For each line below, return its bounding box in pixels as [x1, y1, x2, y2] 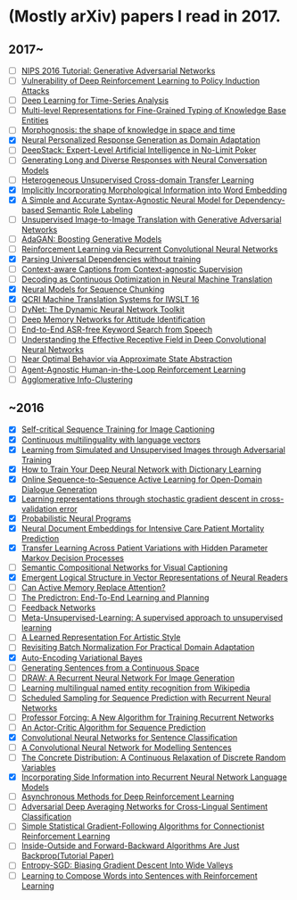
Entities [21, 115, 49, 126]
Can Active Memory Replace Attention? [21, 582, 166, 593]
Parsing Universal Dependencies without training [21, 253, 202, 264]
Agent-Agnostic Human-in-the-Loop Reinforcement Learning [21, 364, 246, 375]
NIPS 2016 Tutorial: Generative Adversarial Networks [21, 65, 216, 76]
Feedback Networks [21, 602, 96, 613]
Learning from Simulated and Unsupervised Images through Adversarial [21, 444, 286, 455]
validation [21, 503, 58, 514]
